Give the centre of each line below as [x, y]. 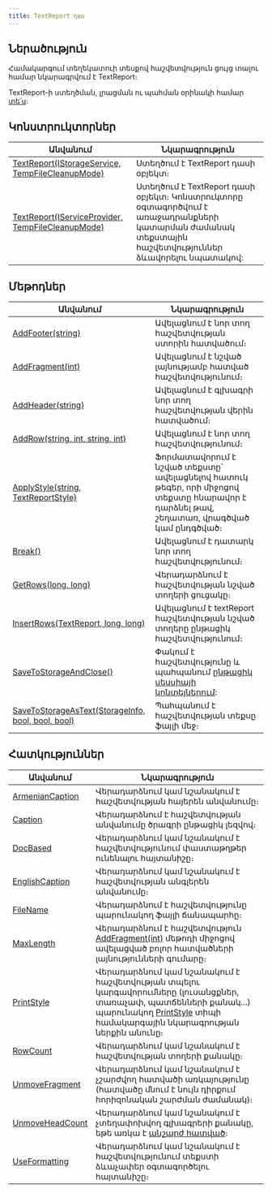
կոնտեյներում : [186, 692]
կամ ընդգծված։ [189, 528]
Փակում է [175, 652]
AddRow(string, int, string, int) [70, 439]
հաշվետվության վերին [204, 411]
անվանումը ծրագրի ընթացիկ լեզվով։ [176, 825]
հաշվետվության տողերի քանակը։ [169, 1056]
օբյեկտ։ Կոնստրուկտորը [190, 197]
